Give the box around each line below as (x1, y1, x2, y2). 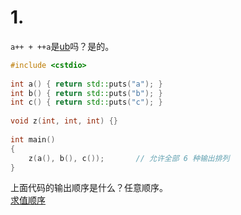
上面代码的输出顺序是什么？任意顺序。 (10, 182, 168, 194)
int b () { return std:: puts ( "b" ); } (10, 88, 163, 98)
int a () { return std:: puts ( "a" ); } (10, 79, 163, 89)
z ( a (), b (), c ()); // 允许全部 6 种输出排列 (28, 153, 230, 163)
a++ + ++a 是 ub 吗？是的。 (10, 40, 115, 52)
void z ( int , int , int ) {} (10, 116, 118, 126)
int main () (10, 134, 56, 145)
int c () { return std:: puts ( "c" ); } (10, 97, 163, 108)
